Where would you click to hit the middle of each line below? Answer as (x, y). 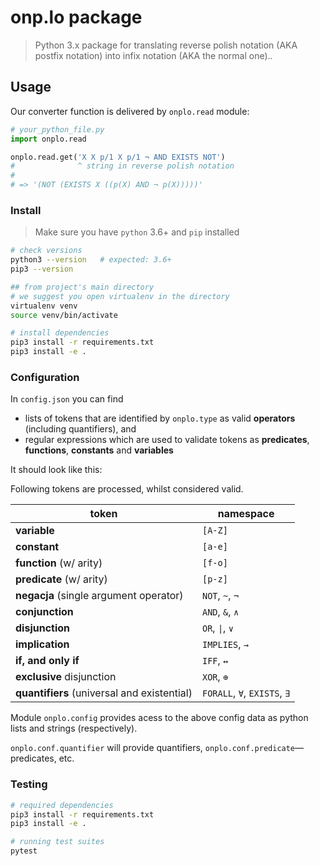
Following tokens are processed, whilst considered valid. (127, 489)
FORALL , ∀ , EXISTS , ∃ (246, 693)
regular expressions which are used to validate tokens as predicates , (167, 440)
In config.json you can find (67, 399)
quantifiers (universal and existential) (104, 693)
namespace (246, 514)
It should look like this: (56, 470)
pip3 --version (42, 269)
